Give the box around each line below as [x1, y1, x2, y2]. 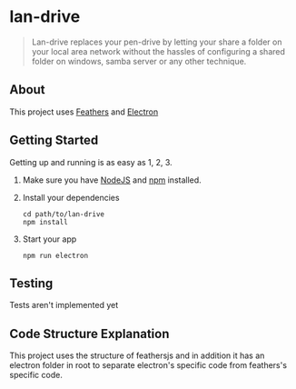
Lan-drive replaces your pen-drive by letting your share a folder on [31, 36, 282, 47]
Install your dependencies [22, 192, 120, 203]
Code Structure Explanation [9, 325, 170, 342]
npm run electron [22, 251, 89, 260]
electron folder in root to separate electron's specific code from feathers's [9, 360, 288, 371]
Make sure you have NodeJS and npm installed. [22, 175, 202, 185]
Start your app [22, 234, 77, 244]
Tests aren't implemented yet [9, 300, 119, 311]
